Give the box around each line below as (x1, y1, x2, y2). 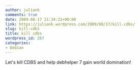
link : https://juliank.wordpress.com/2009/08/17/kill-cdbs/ (5, 21, 136, 27)
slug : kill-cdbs (5, 26, 40, 31)
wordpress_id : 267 (5, 36, 44, 41)
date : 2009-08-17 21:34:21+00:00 (5, 17, 76, 22)
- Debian (5, 45, 24, 50)
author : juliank (5, 7, 40, 13)
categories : (5, 41, 31, 46)
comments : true (5, 12, 38, 17)
